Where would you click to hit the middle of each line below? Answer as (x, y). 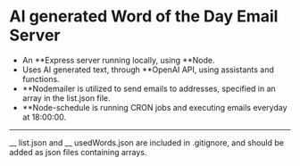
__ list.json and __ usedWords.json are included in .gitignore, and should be (146, 142)
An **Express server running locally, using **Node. (119, 60)
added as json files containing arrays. (78, 152)
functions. (41, 79)
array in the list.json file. (66, 98)
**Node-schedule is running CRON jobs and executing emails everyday (154, 107)
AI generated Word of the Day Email (144, 17)
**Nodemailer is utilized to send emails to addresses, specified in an (149, 88)
